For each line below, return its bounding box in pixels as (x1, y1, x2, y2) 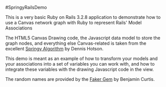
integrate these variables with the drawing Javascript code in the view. (5, 66, 154, 72)
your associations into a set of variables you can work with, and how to (5, 61, 155, 67)
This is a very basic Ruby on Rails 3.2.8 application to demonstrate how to (5, 14, 161, 20)
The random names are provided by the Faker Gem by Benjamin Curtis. (5, 76, 155, 82)
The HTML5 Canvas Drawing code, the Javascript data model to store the (5, 35, 161, 41)
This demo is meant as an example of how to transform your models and (5, 55, 158, 62)
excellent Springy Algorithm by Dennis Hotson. (5, 46, 104, 51)
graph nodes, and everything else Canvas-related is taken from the (5, 40, 147, 46)
